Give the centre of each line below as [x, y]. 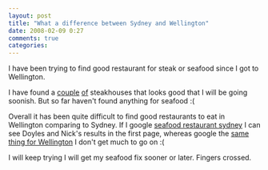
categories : [28, 46]
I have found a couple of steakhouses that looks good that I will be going [128, 92]
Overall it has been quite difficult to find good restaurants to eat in [117, 116]
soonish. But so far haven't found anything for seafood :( [102, 101]
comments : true [34, 38]
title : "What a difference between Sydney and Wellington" [109, 23]
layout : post [30, 16]
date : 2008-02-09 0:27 [46, 30]
